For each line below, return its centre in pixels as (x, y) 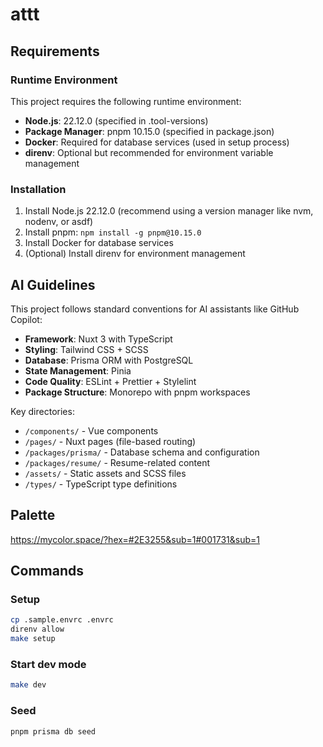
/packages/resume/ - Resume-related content (117, 462)
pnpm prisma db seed (53, 731)
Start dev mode (48, 665)
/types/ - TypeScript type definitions (101, 484)
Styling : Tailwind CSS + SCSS (86, 349)
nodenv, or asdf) (59, 222)
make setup (33, 639)
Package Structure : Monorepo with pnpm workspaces (137, 392)
